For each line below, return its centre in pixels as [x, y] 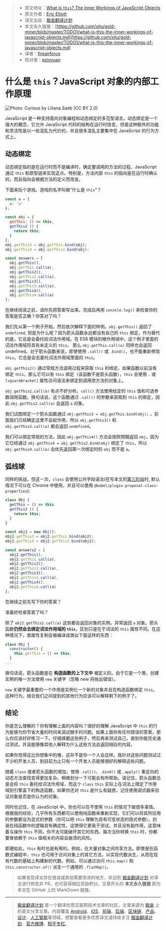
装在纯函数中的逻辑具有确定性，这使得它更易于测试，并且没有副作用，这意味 [83, 825]
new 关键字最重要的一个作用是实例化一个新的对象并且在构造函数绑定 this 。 [81, 689]
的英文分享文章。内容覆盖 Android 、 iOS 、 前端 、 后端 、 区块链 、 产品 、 [88, 911]
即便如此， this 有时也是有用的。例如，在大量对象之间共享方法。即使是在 [80, 848]
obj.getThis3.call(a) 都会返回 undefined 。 [49, 426]
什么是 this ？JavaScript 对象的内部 [78, 82]
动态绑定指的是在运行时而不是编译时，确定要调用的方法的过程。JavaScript [81, 167]
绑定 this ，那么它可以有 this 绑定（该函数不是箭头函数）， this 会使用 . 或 [81, 374]
